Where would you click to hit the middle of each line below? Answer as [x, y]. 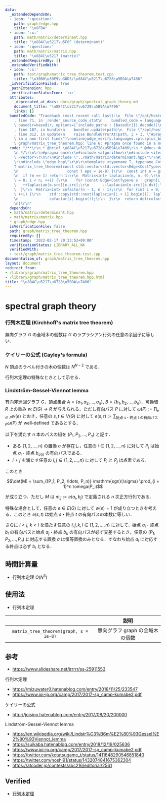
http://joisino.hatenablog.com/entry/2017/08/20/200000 [70, 715]
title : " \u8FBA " [31, 28]
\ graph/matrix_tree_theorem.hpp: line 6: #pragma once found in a [85, 144]
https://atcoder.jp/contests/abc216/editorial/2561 [62, 766]
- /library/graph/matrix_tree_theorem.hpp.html [55, 277]
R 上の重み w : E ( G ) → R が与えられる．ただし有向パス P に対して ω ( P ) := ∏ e [82, 409]
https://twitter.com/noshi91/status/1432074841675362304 [72, 760]
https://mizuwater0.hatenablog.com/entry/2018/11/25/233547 [75, 689]
